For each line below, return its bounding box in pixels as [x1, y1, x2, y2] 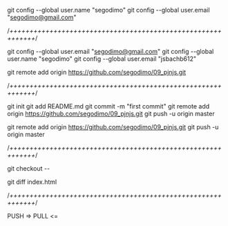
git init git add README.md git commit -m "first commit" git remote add [7, 102, 210, 110]
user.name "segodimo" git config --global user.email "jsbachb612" [7, 55, 197, 63]
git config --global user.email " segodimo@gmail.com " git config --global [7, 48, 214, 55]
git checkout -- [7, 164, 50, 172]
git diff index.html [7, 178, 57, 186]
